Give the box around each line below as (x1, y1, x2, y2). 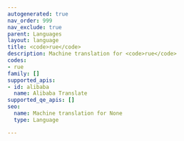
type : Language (14, 116, 59, 123)
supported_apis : (7, 76, 56, 84)
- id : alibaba (7, 83, 50, 90)
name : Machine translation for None (14, 110, 123, 117)
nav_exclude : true (7, 23, 62, 31)
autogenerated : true (7, 10, 69, 18)
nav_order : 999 (7, 17, 53, 24)
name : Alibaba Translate (14, 90, 88, 97)
